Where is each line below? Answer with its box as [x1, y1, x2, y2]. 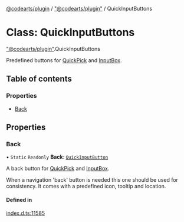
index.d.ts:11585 [6, 210, 45, 217]
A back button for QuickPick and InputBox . [6, 165, 110, 172]
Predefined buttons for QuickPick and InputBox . [6, 56, 122, 64]
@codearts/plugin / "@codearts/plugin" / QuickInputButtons [6, 5, 152, 12]
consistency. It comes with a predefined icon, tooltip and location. [6, 183, 166, 190]
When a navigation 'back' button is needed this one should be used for [6, 176, 179, 184]
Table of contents [6, 74, 72, 84]
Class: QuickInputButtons [6, 26, 135, 39]
